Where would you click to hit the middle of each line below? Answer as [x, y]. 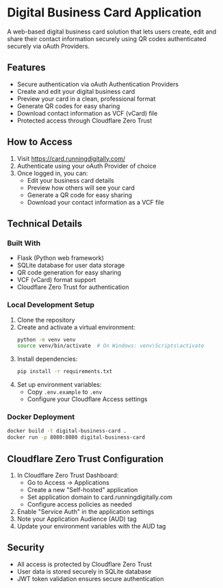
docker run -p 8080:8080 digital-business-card [76, 437]
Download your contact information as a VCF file [95, 202]
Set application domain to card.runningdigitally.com [100, 497]
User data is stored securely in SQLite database [84, 571]
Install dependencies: [47, 359]
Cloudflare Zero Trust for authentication [73, 287]
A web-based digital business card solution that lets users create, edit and [112, 31]
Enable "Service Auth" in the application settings [86, 512]
